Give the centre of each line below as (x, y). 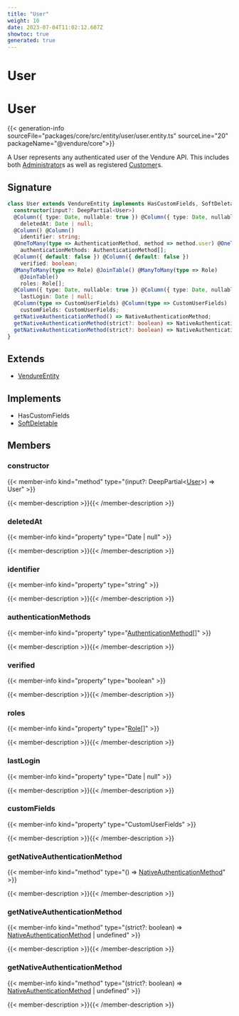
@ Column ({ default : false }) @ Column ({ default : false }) (102, 257)
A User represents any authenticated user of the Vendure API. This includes (118, 157)
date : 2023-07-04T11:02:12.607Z (55, 27)
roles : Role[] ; (43, 283)
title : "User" (28, 14)
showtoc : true (28, 34)
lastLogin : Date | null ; (57, 297)
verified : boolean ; (49, 263)
